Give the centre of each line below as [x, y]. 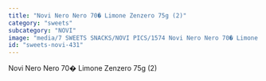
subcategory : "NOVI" [43, 30]
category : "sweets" [41, 23]
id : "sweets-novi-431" [46, 45]
